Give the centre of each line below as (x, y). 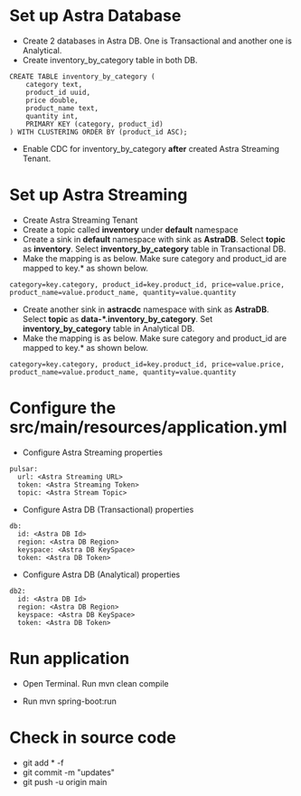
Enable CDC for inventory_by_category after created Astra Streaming (151, 148)
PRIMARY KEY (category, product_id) (95, 124)
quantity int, (52, 116)
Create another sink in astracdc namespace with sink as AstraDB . (146, 309)
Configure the (62, 408)
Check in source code (93, 737)
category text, (54, 84)
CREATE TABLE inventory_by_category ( (82, 76)
